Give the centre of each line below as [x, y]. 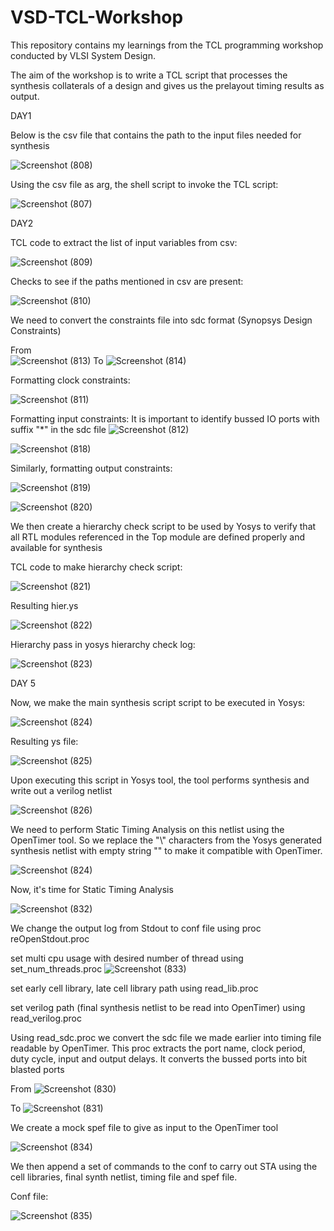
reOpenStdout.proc [50, 938]
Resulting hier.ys [44, 605]
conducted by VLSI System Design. [83, 55]
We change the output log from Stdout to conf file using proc [136, 928]
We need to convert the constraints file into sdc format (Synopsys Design [161, 320]
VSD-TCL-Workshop [97, 17]
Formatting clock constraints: [70, 380]
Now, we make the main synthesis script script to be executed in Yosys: [158, 702]
